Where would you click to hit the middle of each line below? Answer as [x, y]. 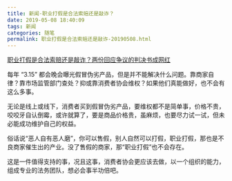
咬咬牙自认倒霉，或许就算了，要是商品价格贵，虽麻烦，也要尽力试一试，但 [113, 115]
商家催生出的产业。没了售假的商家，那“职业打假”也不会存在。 [100, 147]
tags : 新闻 [22, 26]
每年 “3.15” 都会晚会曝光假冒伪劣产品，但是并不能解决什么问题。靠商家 [108, 75]
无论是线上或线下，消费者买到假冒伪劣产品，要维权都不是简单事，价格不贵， [116, 106]
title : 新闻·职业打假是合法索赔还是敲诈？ [61, 13]
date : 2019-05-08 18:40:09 [46, 20]
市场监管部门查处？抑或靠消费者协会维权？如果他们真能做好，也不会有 [125, 83]
